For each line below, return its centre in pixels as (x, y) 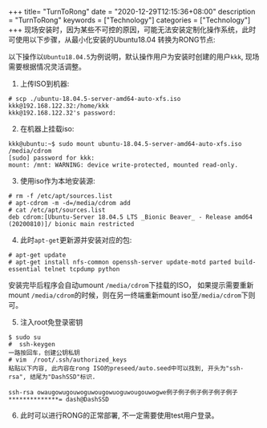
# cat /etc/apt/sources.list (57, 210)
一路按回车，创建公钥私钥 (44, 353)
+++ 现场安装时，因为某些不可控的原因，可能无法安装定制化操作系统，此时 (132, 30)
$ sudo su (25, 337)
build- (245, 262)
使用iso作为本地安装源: (58, 181)
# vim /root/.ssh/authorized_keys (68, 360)
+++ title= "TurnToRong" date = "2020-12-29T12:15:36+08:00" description (132, 12)
